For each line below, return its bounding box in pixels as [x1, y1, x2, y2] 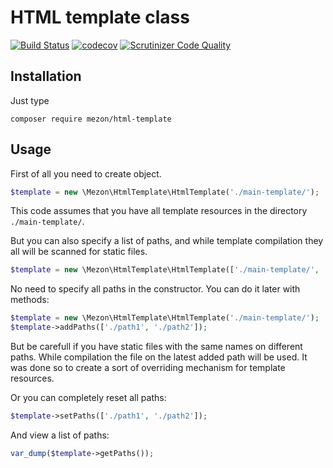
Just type [10, 94, 50, 106]
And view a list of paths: [10, 429, 110, 441]
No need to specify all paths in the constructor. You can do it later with [10, 283, 301, 295]
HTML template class [10, 6, 190, 29]
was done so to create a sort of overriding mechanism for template [10, 362, 286, 374]
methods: [10, 294, 50, 306]
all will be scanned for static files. [10, 246, 148, 258]
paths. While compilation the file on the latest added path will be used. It [10, 351, 308, 363]
